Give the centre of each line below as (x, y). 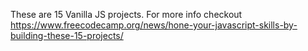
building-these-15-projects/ (67, 35)
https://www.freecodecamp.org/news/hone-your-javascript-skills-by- (154, 25)
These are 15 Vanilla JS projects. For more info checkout (126, 14)
